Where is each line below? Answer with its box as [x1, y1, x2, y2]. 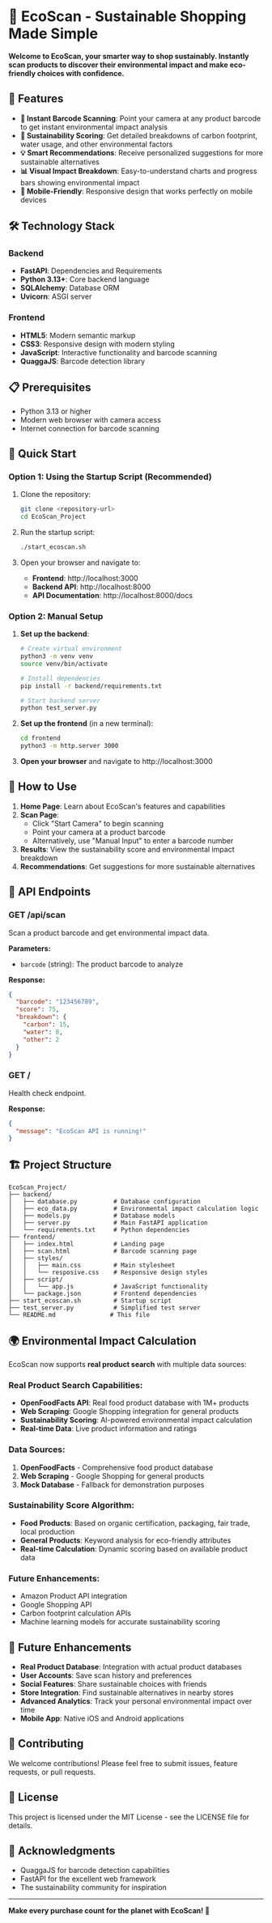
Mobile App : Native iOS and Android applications [19, 1713, 185, 1723]
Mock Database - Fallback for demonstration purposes [19, 1479, 205, 1489]
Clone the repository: [19, 490, 91, 499]
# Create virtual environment [19, 645, 123, 653]
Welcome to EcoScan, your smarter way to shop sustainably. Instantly [8, 51, 249, 61]
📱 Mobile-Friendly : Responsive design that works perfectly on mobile [19, 186, 253, 196]
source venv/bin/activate [19, 660, 108, 668]
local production [19, 1526, 75, 1536]
